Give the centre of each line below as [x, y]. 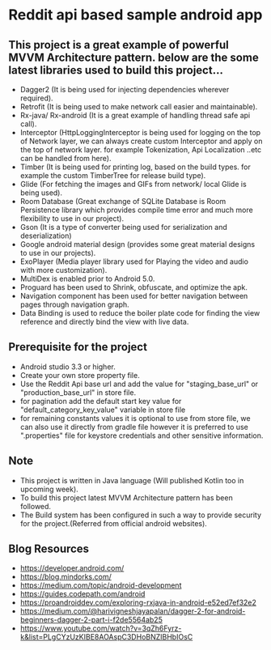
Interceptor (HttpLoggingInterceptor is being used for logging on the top [140, 132]
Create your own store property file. [80, 375]
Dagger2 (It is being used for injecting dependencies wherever [125, 89]
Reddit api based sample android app [135, 15]
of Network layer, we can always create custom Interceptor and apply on [141, 141]
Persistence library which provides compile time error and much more [136, 210]
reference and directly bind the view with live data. [104, 322]
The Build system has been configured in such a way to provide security [140, 515]
